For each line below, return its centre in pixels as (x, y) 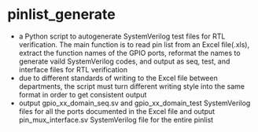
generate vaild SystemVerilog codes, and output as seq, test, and (124, 61)
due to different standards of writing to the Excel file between (118, 78)
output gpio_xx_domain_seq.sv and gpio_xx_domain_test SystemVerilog (135, 103)
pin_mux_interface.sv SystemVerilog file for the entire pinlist (116, 119)
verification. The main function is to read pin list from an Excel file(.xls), (134, 44)
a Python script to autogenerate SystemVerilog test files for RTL (122, 36)
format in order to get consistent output (83, 94)
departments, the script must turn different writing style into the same (132, 86)
